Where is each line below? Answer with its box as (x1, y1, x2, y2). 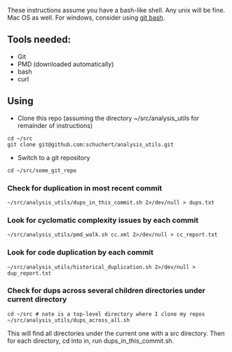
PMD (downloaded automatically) (17, 60, 114, 68)
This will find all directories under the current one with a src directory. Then (7, 329, 226, 337)
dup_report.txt (7, 270, 52, 277)
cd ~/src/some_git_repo (7, 167, 77, 174)
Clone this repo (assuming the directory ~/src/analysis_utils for (17, 114, 200, 122)
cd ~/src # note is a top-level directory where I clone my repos (7, 311, 205, 318)
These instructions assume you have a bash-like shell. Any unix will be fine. (7, 6, 226, 14)
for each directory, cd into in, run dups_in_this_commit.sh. (7, 337, 175, 345)
